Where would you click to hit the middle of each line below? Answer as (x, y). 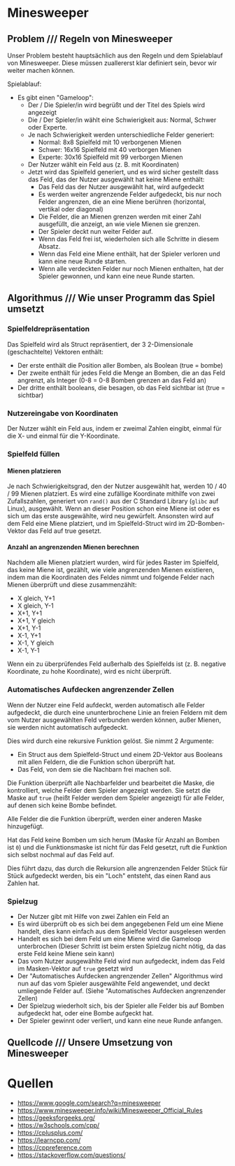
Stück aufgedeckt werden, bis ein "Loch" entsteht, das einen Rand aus (109, 875)
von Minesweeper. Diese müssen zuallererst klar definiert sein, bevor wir (112, 63)
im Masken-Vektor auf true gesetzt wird (75, 969)
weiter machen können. (41, 70)
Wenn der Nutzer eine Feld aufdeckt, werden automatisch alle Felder (106, 705)
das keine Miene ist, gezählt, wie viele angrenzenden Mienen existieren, (111, 570)
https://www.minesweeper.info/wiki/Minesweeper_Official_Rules (110, 1111)
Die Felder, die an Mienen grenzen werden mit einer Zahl (120, 216)
